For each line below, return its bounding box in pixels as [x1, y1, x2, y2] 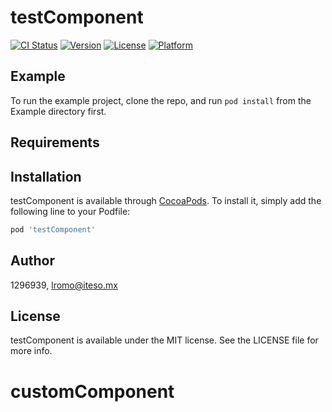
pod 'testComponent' [10, 224, 97, 235]
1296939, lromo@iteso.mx [10, 279, 118, 291]
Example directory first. [10, 105, 107, 117]
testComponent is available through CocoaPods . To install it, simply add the [10, 194, 322, 206]
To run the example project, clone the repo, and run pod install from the [10, 94, 312, 106]
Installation [10, 168, 82, 185]
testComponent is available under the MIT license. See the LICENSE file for [10, 334, 319, 346]
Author [10, 252, 55, 270]
